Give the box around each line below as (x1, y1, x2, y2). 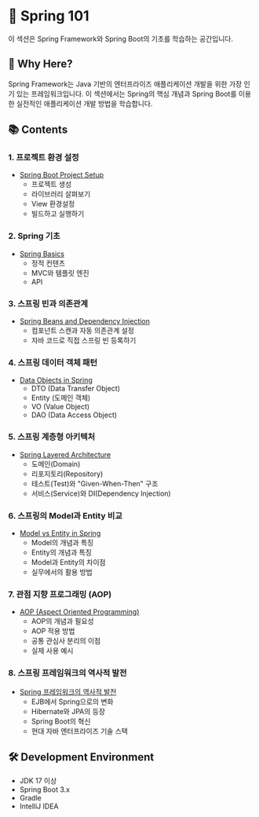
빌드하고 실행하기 (31, 209, 85, 218)
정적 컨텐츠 (31, 258, 65, 268)
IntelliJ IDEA (19, 801, 59, 812)
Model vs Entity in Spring (19, 528, 101, 537)
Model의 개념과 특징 (31, 537, 94, 547)
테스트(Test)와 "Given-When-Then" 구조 (31, 478, 159, 488)
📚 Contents (8, 123, 68, 137)
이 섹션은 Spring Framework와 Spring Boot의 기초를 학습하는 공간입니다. (8, 34, 234, 43)
